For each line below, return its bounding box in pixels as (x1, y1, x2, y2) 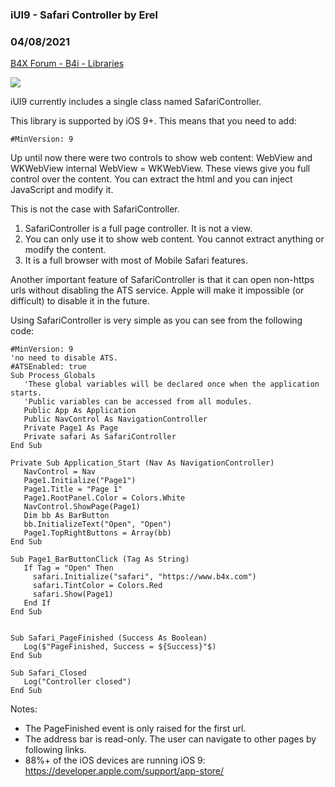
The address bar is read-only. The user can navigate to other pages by (24, 733, 317, 745)
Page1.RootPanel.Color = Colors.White (23, 493, 186, 503)
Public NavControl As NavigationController (23, 414, 208, 425)
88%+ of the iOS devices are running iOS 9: (24, 754, 206, 767)
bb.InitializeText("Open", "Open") (23, 519, 172, 530)
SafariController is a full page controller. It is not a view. (24, 223, 253, 235)
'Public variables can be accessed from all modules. (23, 397, 253, 407)
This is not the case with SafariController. (10, 203, 180, 215)
